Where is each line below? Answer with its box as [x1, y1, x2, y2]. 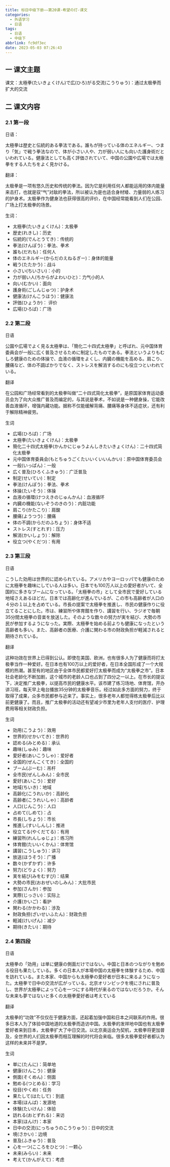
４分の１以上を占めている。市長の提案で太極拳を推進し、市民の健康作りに [5, 601, 160, 607]
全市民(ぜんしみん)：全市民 [12, 771, 70, 777]
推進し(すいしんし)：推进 [12, 822, 65, 828]
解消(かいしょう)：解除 [12, 532, 61, 538]
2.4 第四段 [5, 937, 31, 945]
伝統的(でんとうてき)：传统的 [12, 236, 74, 242]
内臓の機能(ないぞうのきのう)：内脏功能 [12, 501, 96, 507]
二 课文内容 [5, 102, 40, 111]
